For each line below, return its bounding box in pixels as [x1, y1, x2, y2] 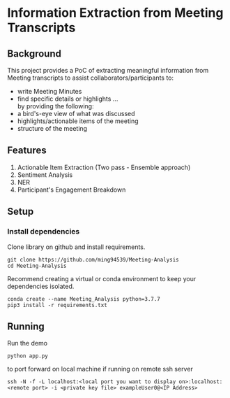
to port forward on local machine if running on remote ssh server [7, 365, 193, 374]
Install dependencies [7, 227, 80, 236]
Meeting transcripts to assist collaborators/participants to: [7, 73, 174, 82]
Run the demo [7, 339, 47, 348]
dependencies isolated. [7, 282, 75, 290]
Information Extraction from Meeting [7, 5, 224, 21]
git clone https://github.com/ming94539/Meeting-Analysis [7, 256, 179, 263]
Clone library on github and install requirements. [7, 243, 146, 251]
